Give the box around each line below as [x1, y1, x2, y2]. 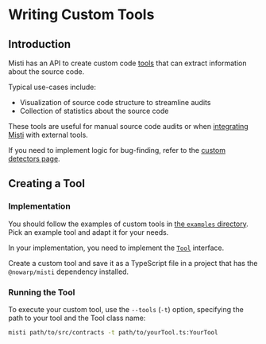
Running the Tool [8, 287, 75, 298]
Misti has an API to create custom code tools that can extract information [8, 58, 247, 68]
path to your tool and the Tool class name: [8, 313, 146, 322]
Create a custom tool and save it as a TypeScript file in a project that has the [8, 258, 258, 268]
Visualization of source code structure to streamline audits [19, 98, 211, 107]
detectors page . [8, 154, 61, 163]
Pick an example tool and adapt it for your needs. [8, 227, 169, 236]
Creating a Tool [8, 177, 86, 190]
